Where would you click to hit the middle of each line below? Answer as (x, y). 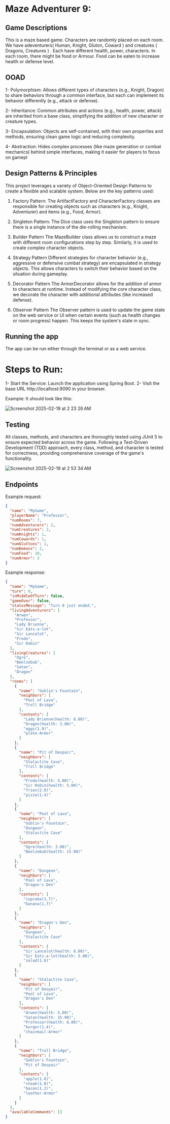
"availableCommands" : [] (36, 1112)
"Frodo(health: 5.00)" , (48, 781)
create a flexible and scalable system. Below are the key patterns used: (80, 191)
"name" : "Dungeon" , (39, 871)
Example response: (25, 572)
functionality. (19, 458)
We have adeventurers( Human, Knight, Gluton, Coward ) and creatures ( (81, 45)
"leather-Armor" (41, 1093)
